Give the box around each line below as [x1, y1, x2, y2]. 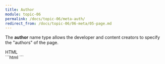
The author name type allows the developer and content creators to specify [5, 34, 160, 40]
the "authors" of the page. [5, 40, 58, 46]
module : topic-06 [5, 12, 41, 17]
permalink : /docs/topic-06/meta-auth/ [5, 16, 85, 21]
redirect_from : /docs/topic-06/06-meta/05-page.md [5, 21, 112, 26]
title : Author [5, 7, 35, 12]
